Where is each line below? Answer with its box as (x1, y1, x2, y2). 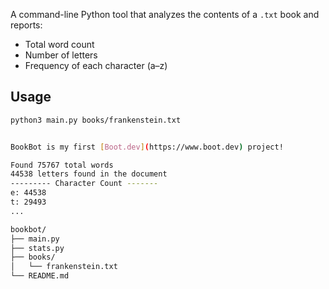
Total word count (24, 39, 95, 50)
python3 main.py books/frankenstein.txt (10, 115, 182, 125)
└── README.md (10, 271, 70, 281)
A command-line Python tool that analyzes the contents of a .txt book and (10, 9, 320, 20)
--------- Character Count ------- (10, 179, 159, 189)
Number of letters (24, 49, 98, 61)
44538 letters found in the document (10, 169, 168, 179)
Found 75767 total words (10, 160, 114, 170)
